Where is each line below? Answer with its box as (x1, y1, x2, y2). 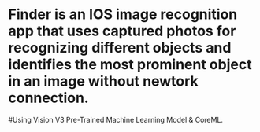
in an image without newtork (8, 72, 199, 90)
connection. (8, 89, 89, 107)
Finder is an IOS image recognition (8, 5, 238, 24)
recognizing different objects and (8, 39, 232, 57)
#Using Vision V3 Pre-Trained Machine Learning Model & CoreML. (8, 115, 223, 124)
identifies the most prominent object (8, 56, 252, 74)
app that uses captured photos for (8, 22, 236, 40)
